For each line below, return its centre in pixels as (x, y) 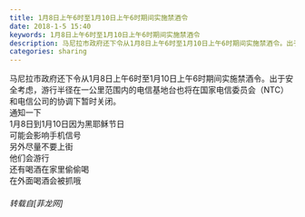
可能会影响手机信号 (45, 135)
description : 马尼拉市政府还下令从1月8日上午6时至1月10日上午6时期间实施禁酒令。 (148, 43)
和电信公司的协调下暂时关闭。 (65, 102)
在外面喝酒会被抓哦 (45, 181)
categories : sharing (49, 52)
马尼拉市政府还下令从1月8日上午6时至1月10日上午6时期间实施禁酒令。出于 (148, 79)
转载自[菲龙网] (36, 203)
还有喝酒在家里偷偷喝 (49, 170)
